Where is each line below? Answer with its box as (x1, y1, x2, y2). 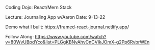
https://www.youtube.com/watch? (35, 34, 107, 39)
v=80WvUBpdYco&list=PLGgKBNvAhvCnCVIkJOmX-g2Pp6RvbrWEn (5, 39, 150, 45)
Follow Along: (5, 34, 34, 39)
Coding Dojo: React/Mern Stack (5, 5, 72, 10)
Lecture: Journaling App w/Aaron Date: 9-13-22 (5, 14, 106, 20)
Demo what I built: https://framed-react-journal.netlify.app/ (5, 24, 129, 30)
